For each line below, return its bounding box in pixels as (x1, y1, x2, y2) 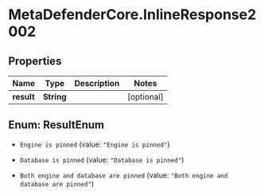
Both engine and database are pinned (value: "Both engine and (19, 170, 228, 180)
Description (74, 78, 120, 88)
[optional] (126, 92, 165, 102)
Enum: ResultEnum (8, 118, 105, 132)
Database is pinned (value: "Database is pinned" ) (19, 155, 184, 164)
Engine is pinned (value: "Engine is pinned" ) (19, 139, 170, 149)
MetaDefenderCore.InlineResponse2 (8, 6, 257, 24)
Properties (8, 54, 62, 68)
